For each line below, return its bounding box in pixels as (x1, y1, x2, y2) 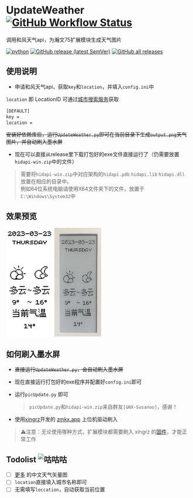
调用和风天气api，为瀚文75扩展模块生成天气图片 (6, 36, 122, 43)
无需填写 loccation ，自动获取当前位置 (14, 486, 105, 493)
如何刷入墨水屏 (6, 349, 60, 359)
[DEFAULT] (6, 108, 30, 114)
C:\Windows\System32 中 (20, 192, 76, 200)
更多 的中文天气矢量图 (14, 471, 68, 479)
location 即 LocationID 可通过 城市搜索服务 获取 (6, 95, 119, 103)
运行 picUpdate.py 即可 (14, 391, 68, 398)
